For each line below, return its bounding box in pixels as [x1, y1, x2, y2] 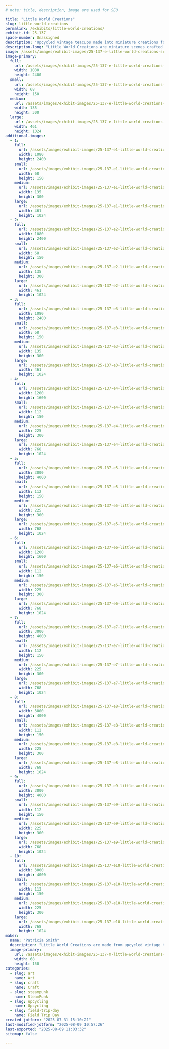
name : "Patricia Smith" [10, 938, 59, 943]
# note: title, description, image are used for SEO [5, 7, 118, 13]
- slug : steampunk [10, 989, 49, 994]
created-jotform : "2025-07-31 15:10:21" [5, 1017, 92, 1022]
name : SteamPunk [14, 994, 49, 999]
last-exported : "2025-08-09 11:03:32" [5, 1027, 87, 1032]
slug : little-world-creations [5, 21, 69, 26]
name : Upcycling [14, 1003, 49, 1009]
